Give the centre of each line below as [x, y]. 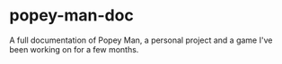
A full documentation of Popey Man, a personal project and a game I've [141, 40]
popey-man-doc [72, 16]
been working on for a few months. [74, 49]
